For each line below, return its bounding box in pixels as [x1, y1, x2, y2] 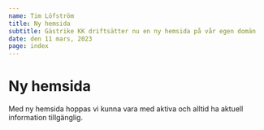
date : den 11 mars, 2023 [8, 34, 93, 43]
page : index [8, 42, 49, 50]
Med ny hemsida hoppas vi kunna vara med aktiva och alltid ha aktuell [8, 104, 244, 114]
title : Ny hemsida [8, 19, 71, 28]
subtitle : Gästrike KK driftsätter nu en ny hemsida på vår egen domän [8, 27, 256, 35]
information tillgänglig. [8, 113, 84, 123]
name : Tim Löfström [8, 11, 75, 20]
